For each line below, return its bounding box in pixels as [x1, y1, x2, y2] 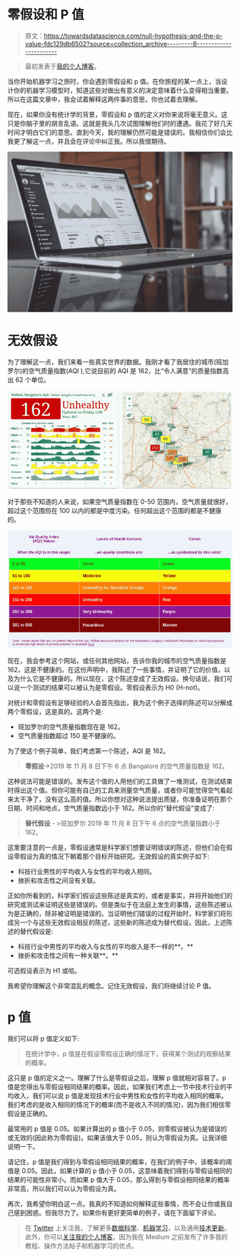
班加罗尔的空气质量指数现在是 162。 [17, 722, 124, 731]
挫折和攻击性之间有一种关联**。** [17, 951, 119, 960]
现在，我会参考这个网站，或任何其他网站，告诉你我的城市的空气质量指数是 [7, 656, 226, 665]
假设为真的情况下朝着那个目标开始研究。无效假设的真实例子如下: [19, 852, 210, 860]
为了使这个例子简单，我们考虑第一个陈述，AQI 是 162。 [7, 746, 170, 755]
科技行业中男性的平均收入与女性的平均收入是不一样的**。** [17, 942, 194, 950]
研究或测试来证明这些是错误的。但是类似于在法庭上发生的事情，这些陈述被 [7, 900, 226, 908]
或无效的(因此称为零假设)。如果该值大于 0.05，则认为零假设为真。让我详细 [7, 1133, 227, 1142]
